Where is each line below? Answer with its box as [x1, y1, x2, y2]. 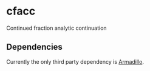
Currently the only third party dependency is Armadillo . [6, 58, 145, 65]
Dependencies [6, 42, 63, 52]
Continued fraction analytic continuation [6, 24, 107, 32]
